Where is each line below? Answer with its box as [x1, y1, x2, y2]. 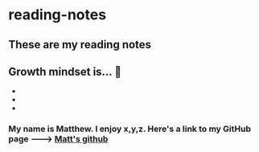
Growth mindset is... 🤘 [8, 64, 122, 78]
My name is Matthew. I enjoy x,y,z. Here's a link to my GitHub [8, 123, 252, 134]
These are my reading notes [8, 38, 151, 51]
